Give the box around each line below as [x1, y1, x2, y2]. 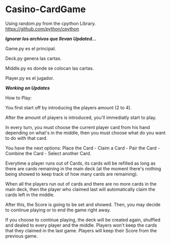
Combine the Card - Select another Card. [5, 150, 92, 156]
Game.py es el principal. [5, 45, 56, 51]
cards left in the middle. [5, 192, 55, 198]
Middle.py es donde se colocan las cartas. [5, 65, 94, 71]
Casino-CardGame [5, 4, 86, 15]
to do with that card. [5, 135, 48, 141]
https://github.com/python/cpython [5, 25, 79, 32]
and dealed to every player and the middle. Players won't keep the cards [5, 222, 157, 228]
